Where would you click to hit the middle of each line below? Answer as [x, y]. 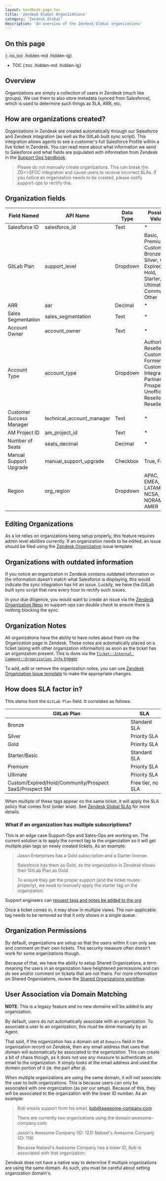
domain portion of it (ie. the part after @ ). [46, 1068]
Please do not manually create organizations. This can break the [83, 167]
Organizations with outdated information [69, 562]
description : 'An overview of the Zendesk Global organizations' [74, 24]
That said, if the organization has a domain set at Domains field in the [74, 1041]
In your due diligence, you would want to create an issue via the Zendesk [80, 599]
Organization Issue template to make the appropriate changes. [69, 673]
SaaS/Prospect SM [29, 789]
